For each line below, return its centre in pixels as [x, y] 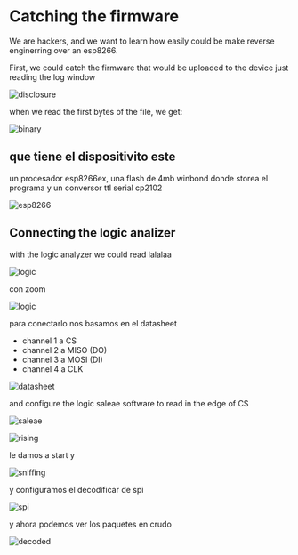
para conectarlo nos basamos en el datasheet [93, 323]
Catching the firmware [94, 16]
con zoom [28, 289]
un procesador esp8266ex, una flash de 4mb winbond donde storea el [139, 178]
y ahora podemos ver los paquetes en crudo [90, 524]
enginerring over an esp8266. [64, 50]
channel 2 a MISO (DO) [64, 350]
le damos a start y [42, 454]
